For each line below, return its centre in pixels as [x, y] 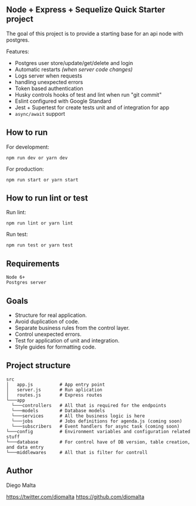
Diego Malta [21, 485]
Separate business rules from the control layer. [72, 328]
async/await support [40, 113]
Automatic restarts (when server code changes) [74, 69]
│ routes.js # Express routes [54, 395]
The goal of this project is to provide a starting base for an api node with [95, 33]
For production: [25, 169]
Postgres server [26, 283]
